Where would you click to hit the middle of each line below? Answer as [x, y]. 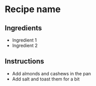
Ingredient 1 [24, 40]
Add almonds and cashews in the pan [52, 73]
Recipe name [33, 9]
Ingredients [23, 28]
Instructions [24, 61]
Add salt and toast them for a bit [46, 79]
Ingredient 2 [25, 46]
